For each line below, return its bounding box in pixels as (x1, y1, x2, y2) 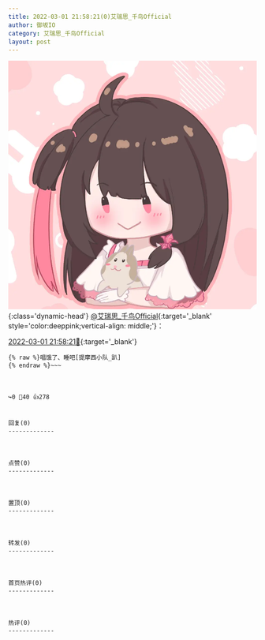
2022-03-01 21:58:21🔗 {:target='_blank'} (8, 337, 138, 346)
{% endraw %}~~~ (8, 361, 62, 370)
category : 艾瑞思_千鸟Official (8, 29, 105, 37)
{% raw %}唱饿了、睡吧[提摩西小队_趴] (8, 354, 121, 362)
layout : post (8, 38, 51, 46)
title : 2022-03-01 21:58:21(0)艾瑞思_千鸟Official (8, 13, 172, 21)
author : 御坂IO (8, 21, 56, 29)
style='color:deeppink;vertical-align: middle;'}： (8, 321, 164, 331)
